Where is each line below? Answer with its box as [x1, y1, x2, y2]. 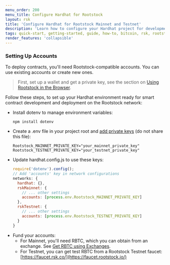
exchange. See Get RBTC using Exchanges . [20, 243, 111, 249]
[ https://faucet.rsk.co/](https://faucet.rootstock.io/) [20, 254, 127, 260]
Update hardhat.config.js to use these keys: [12, 157, 104, 163]
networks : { [12, 176, 38, 181]
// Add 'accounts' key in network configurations [12, 171, 120, 176]
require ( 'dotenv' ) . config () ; [12, 167, 74, 172]
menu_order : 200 [5, 7, 39, 13]
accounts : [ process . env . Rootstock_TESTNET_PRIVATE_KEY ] [22, 213, 142, 218]
